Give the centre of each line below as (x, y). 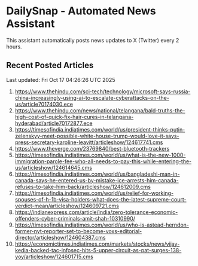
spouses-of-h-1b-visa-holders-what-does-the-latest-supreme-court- (100, 199)
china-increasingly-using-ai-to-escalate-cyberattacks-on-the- (92, 97)
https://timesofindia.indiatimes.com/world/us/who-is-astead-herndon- (102, 225)
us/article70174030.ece (44, 104)
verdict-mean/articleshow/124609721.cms (67, 206)
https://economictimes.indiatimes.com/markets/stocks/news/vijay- (97, 244)
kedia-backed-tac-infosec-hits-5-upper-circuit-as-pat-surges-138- (98, 250)
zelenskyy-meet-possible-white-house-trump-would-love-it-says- (97, 136)
